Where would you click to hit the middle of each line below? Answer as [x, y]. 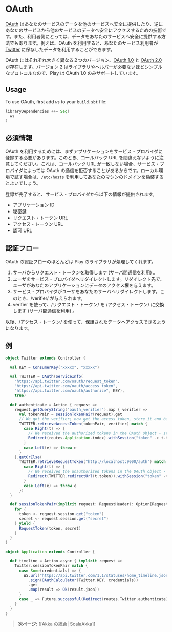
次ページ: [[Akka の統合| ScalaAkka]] [57, 624]
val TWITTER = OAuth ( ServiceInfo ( [47, 376]
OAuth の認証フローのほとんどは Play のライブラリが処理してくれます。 [81, 261]
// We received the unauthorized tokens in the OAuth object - [97, 472]
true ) [20, 396]
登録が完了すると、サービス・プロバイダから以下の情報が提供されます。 [81, 194]
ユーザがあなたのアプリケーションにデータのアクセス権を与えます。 [84, 285]
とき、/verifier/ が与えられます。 [51, 298]
